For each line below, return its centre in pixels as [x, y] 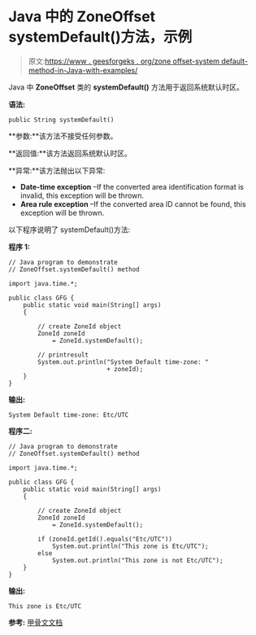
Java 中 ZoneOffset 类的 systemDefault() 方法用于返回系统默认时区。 [126, 87]
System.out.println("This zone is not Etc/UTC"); [137, 560]
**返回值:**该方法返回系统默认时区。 [70, 153]
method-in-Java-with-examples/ [83, 70]
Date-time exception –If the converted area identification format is [132, 186]
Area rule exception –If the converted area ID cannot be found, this [133, 204]
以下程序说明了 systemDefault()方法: [69, 230]
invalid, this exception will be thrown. [82, 195]
